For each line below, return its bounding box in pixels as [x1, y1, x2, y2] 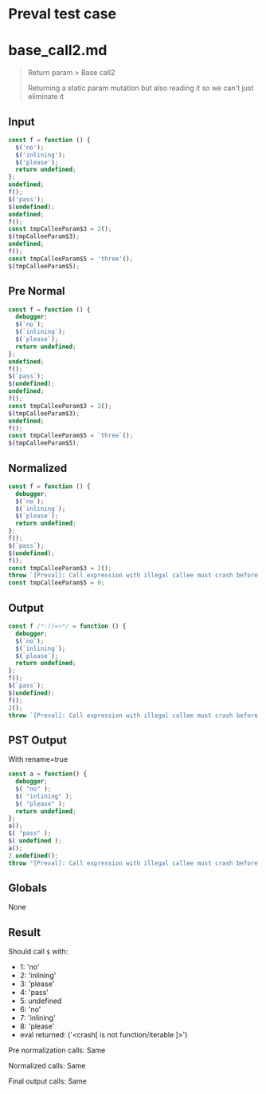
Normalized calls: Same [8, 1061, 86, 1071]
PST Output [8, 733, 68, 747]
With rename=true [8, 755, 68, 764]
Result [8, 926, 41, 939]
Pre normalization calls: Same [8, 1045, 106, 1055]
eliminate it [27, 92, 65, 101]
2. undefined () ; [8, 851, 59, 859]
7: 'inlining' [19, 1013, 56, 1023]
